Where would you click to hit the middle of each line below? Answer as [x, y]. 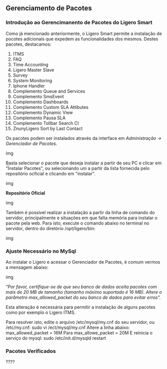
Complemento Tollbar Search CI [46, 123]
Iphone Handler [29, 86]
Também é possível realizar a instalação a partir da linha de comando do [80, 212]
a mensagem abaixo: [27, 267]
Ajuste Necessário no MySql [41, 251]
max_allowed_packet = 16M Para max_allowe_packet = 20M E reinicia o [79, 332]
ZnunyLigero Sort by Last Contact [48, 128]
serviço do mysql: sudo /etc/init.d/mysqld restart [56, 338]
